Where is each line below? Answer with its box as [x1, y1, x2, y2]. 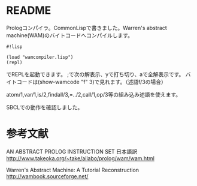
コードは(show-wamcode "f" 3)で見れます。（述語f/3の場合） [16, 78, 166, 85]
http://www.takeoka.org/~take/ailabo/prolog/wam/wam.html [6, 154, 154, 162]
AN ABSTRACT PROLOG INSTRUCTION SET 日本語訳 [6, 148, 138, 155]
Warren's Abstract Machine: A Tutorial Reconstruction [6, 166, 140, 173]
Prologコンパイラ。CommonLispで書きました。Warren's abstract [6, 24, 168, 31]
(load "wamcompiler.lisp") [6, 54, 74, 60]
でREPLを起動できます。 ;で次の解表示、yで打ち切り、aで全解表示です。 [6, 70, 184, 78]
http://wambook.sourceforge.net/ [6, 172, 89, 180]
